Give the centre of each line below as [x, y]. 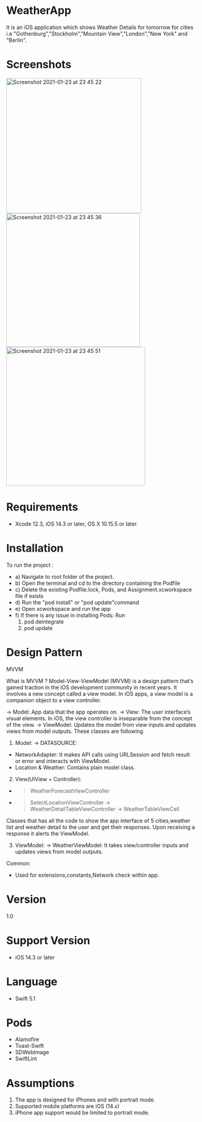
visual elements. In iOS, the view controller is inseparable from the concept [99, 718]
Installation [35, 548]
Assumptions [40, 1083]
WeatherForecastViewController [70, 791]
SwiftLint [26, 1059]
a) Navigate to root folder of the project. [65, 576]
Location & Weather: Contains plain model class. [75, 767]
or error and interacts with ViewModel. [63, 761]
